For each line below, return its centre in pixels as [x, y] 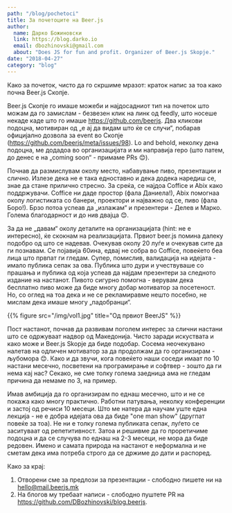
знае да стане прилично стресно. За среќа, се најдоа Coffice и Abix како [115, 185]
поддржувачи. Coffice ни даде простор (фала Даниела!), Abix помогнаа [113, 193]
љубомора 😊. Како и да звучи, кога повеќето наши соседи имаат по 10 [113, 358]
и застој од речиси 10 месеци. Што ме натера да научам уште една [107, 408]
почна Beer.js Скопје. [38, 92]
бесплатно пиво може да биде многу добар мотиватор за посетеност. [111, 287]
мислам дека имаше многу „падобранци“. [69, 302]
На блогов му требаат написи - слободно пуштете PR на [101, 494]
